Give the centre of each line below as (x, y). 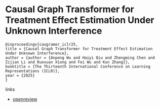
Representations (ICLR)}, (32, 71)
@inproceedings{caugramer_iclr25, (42, 44)
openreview (25, 99)
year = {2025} (20, 75)
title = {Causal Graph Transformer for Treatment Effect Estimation (79, 49)
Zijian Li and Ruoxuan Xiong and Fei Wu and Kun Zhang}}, (68, 62)
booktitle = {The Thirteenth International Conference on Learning (78, 66)
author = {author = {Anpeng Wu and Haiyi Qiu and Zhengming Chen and (80, 58)
